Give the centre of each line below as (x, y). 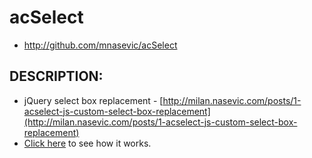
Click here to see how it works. (87, 143)
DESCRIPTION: (56, 76)
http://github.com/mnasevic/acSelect (100, 45)
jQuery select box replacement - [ (93, 100)
